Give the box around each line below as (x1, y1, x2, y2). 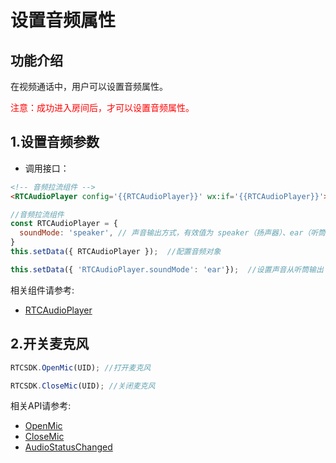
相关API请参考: (10, 400, 72, 412)
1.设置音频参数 (10, 134, 100, 151)
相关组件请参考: (10, 284, 75, 296)
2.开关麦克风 (10, 336, 90, 353)
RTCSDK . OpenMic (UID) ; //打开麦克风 (10, 362, 152, 373)
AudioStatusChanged (24, 441, 113, 453)
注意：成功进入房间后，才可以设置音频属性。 (10, 102, 195, 113)
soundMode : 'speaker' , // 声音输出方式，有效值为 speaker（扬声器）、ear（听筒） (19, 228, 333, 238)
